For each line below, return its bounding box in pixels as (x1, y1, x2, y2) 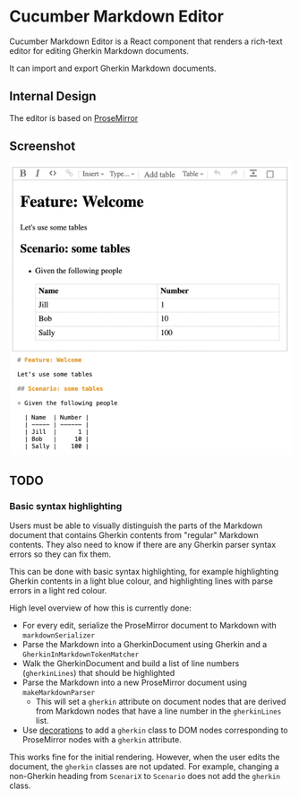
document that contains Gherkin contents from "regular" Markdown (9, 529, 260, 540)
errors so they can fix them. (9, 549, 112, 559)
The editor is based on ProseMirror (9, 112, 139, 123)
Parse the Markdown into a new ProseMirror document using (21, 677, 248, 688)
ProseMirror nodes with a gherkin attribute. (21, 733, 182, 745)
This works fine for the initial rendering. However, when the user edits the (9, 751, 280, 762)
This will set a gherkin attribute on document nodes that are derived (35, 696, 286, 707)
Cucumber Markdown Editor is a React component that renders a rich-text (9, 36, 284, 47)
